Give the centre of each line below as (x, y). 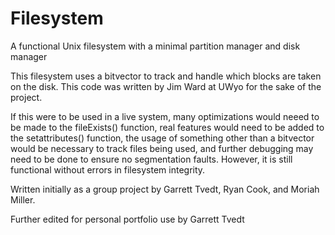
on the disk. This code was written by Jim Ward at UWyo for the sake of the (166, 86)
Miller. (23, 199)
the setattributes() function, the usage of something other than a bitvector (162, 138)
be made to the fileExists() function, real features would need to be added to (167, 127)
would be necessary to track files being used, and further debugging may (162, 148)
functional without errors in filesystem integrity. (108, 169)
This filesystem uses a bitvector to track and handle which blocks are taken (166, 76)
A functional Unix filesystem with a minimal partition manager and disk (155, 46)
